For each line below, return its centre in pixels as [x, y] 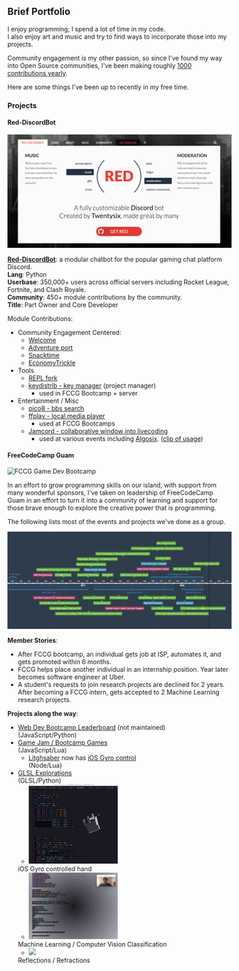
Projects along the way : [43, 714]
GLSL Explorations [45, 773]
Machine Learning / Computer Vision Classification [92, 945]
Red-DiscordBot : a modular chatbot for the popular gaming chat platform [115, 259]
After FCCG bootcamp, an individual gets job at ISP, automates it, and [119, 654]
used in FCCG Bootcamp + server [88, 393]
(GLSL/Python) [39, 780]
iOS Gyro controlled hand [55, 869]
